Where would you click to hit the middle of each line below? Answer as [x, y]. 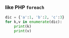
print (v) [23, 31]
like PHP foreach [25, 7]
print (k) [23, 27]
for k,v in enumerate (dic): [34, 22]
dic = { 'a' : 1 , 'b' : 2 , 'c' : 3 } [35, 18]
